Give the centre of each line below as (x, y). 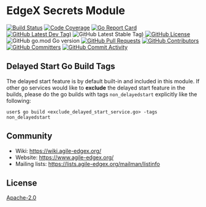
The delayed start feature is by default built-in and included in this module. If (103, 81)
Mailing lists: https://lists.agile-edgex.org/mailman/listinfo (88, 164)
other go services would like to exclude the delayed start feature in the (96, 88)
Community (29, 136)
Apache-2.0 (21, 198)
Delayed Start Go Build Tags (61, 66)
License (22, 183)
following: (19, 100)
